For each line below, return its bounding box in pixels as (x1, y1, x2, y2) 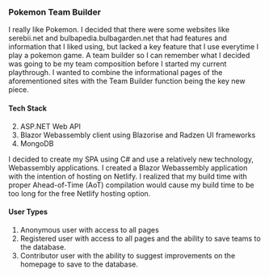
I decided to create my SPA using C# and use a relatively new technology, (8, 154, 254, 164)
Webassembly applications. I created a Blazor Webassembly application (8, 162, 248, 172)
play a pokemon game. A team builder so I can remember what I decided (8, 51, 250, 61)
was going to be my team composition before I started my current (8, 59, 227, 69)
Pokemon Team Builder (8, 6, 101, 18)
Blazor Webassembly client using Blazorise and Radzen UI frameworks (19, 130, 256, 140)
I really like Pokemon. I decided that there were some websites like (8, 25, 230, 35)
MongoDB (19, 138, 54, 148)
